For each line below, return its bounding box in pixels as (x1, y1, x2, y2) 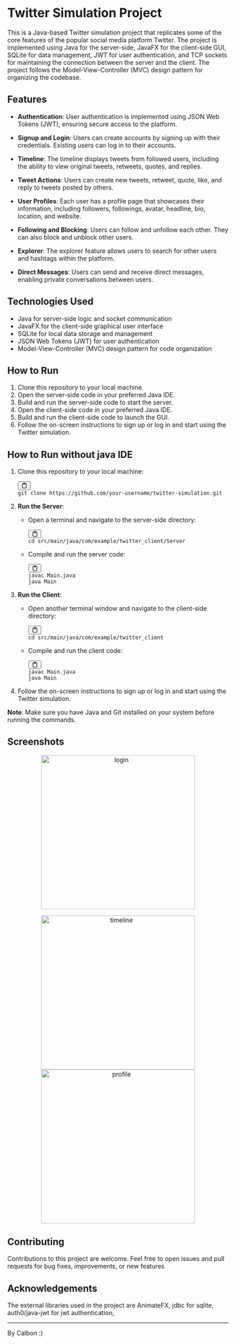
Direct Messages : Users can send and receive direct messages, (17, 268, 204, 276)
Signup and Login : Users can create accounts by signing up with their (17, 133, 221, 142)
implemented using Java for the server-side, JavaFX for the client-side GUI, (7, 43, 226, 51)
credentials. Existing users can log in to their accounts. (17, 141, 176, 149)
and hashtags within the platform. (17, 254, 114, 262)
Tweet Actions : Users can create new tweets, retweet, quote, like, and (17, 175, 223, 184)
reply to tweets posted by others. (17, 183, 114, 192)
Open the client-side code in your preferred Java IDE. (17, 406, 173, 414)
